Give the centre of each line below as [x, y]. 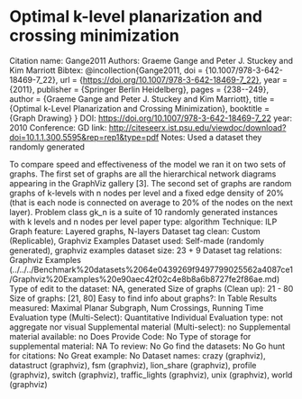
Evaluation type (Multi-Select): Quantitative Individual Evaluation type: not [146, 317]
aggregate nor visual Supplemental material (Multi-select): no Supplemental [150, 327]
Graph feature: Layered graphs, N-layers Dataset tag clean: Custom [135, 231]
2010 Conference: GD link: [58, 127]
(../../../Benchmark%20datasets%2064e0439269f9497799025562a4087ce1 [151, 269]
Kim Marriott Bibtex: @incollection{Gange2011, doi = [106, 70]
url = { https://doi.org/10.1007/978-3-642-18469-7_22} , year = [174, 79]
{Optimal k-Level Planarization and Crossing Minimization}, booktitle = [140, 108]
